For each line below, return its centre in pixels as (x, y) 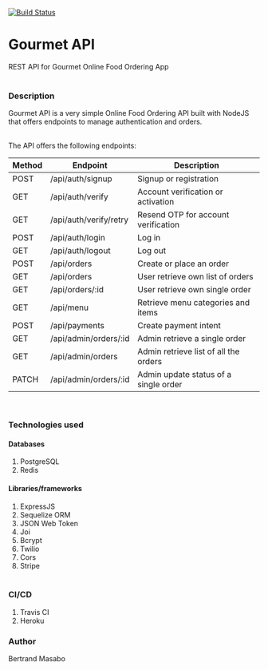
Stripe (30, 565)
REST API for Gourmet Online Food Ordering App (89, 66)
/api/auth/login (78, 238)
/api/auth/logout (81, 251)
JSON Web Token (49, 523)
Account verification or (180, 192)
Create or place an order (183, 264)
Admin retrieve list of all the (188, 351)
